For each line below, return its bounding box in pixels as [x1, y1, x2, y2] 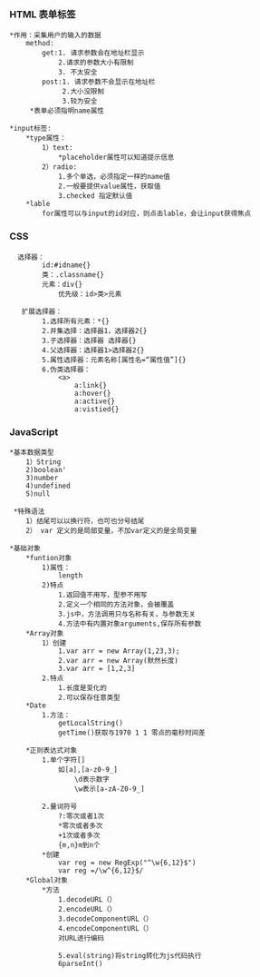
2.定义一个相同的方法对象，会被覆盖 [57, 599, 175, 609]
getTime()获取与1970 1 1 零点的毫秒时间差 [57, 728, 206, 737]
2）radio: [42, 163, 78, 172]
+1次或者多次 [57, 831, 101, 840]
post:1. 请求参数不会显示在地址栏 [42, 77, 156, 87]
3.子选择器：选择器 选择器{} [42, 336, 137, 345]
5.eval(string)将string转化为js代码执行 [57, 951, 202, 960]
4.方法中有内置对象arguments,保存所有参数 [57, 619, 202, 628]
